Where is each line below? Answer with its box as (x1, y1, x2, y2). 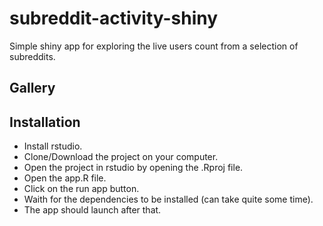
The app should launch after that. (23, 204, 162, 216)
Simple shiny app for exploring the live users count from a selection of (9, 40, 299, 52)
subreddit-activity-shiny (9, 7, 219, 30)
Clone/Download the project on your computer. (23, 151, 219, 163)
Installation (9, 113, 81, 131)
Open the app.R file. (23, 172, 107, 184)
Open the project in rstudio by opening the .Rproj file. (23, 162, 244, 174)
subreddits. (9, 50, 56, 62)
